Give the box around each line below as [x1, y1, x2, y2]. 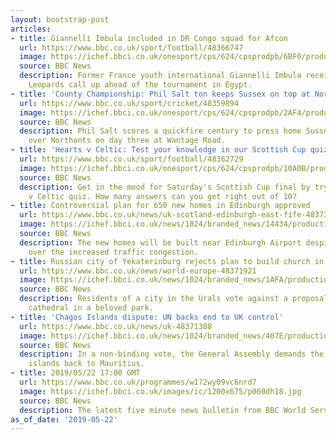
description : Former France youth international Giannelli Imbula [19, 71, 302, 81]
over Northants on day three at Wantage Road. [28, 136, 226, 146]
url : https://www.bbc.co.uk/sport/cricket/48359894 [19, 98, 240, 108]
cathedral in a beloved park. [28, 303, 155, 313]
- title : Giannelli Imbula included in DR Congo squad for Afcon [10, 33, 288, 43]
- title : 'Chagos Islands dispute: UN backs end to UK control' [10, 312, 284, 322]
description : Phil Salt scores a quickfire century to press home [19, 126, 302, 136]
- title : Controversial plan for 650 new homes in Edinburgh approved [10, 201, 311, 211]
